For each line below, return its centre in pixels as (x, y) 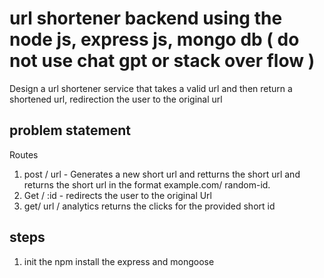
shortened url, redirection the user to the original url (116, 99)
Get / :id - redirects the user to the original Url (118, 195)
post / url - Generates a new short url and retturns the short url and (162, 174)
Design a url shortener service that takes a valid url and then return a (151, 88)
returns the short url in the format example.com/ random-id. (147, 184)
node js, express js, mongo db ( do (154, 39)
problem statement (70, 130)
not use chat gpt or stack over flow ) (162, 61)
